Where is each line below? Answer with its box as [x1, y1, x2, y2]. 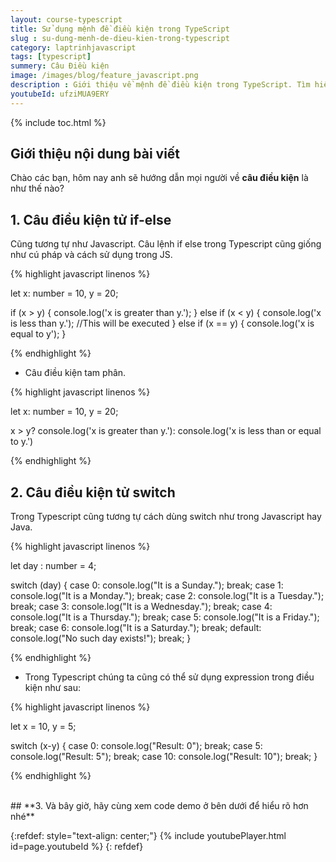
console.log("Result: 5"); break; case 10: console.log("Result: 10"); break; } [10, 751, 318, 763]
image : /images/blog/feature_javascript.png [10, 71, 199, 81]
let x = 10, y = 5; [10, 721, 77, 733]
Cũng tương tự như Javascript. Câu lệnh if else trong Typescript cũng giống [10, 238, 322, 250]
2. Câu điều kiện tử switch [10, 484, 176, 501]
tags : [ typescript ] [10, 52, 92, 62]
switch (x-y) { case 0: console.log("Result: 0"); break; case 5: [10, 740, 263, 752]
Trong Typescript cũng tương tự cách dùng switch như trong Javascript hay [10, 511, 322, 523]
